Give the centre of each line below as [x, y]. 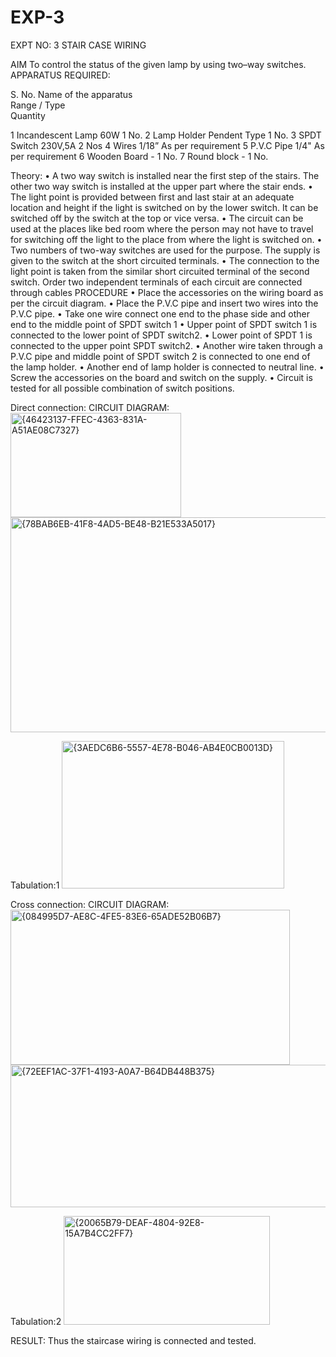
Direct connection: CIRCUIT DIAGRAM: [90, 407]
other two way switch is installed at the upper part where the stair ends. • [161, 186]
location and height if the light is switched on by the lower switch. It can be [164, 207]
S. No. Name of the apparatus [71, 94]
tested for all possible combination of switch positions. [122, 388]
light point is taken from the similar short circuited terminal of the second [160, 271]
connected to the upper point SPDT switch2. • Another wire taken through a [166, 345]
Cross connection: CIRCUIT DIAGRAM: [90, 904]
